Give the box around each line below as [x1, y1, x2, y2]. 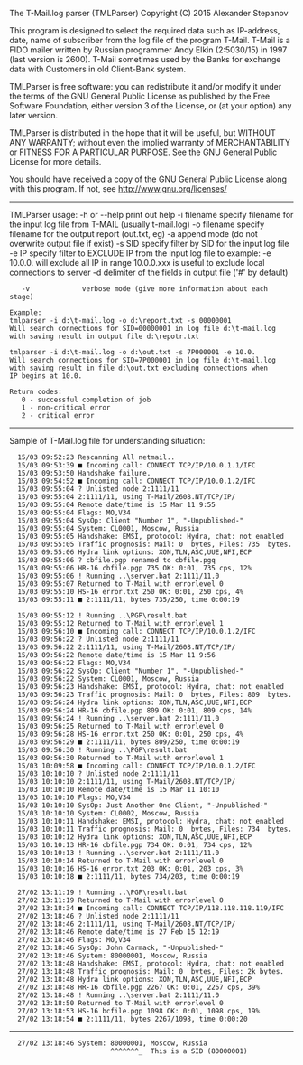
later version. [9, 110, 59, 120]
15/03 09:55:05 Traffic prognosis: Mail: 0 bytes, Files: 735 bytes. [17, 540, 293, 549]
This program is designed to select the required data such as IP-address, [9, 25, 280, 35]
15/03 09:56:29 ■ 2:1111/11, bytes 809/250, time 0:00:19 [17, 738, 241, 747]
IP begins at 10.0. [9, 372, 83, 381]
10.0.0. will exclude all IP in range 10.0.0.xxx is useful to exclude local [9, 258, 265, 268]
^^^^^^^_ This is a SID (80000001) [109, 1047, 248, 1056]
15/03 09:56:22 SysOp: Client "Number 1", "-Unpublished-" [17, 666, 244, 675]
